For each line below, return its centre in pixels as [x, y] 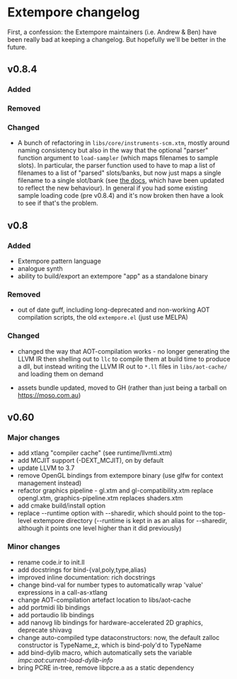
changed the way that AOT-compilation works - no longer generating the [123, 351]
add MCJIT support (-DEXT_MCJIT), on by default [91, 461]
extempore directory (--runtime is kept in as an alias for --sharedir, [130, 521]
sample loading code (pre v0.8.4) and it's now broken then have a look [121, 196]
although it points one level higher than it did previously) [99, 528]
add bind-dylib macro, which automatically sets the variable [105, 652]
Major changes [34, 438]
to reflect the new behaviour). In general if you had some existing [112, 188]
